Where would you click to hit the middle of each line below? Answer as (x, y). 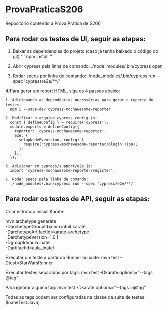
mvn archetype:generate (31, 221)
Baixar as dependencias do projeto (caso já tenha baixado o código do (86, 51)
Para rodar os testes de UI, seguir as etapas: (75, 39)
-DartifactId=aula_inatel (30, 248)
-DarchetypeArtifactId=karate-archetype (47, 232)
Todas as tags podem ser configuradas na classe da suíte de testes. (76, 297)
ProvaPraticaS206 (44, 9)
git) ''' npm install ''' (33, 56)
